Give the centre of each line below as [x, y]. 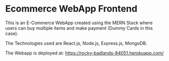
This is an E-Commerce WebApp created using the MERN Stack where [79, 23]
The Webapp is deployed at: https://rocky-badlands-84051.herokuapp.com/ [84, 53]
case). [12, 33]
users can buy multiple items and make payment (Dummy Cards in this [79, 28]
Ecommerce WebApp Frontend [71, 9]
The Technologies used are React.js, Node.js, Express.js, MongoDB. [76, 43]
